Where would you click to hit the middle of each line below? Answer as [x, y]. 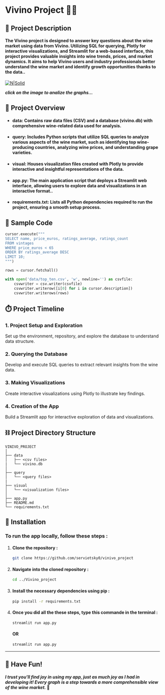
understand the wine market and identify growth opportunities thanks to [81, 67]
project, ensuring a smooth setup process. [56, 207]
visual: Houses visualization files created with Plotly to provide [78, 164]
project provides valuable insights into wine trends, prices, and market [79, 57]
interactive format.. [32, 191]
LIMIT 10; [15, 257]
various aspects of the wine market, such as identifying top [74, 142]
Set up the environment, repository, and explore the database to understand [82, 336]
